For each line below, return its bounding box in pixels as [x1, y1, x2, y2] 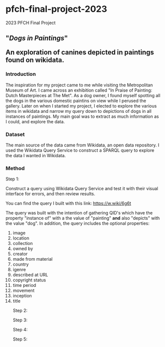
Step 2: [12, 308, 28, 313]
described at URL [12, 272, 48, 278]
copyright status [12, 277, 46, 283]
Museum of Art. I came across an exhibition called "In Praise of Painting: [5, 87, 152, 93]
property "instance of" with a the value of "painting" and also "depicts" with [5, 215, 160, 221]
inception [12, 293, 32, 299]
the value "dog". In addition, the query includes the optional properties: [5, 220, 150, 226]
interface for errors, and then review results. [5, 191, 96, 197]
